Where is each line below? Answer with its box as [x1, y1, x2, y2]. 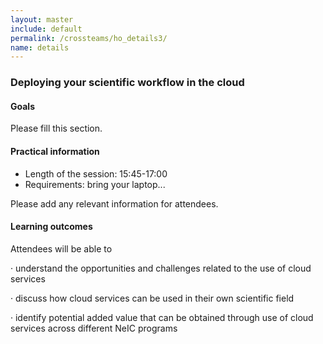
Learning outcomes [10, 221, 93, 233]
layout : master [10, 14, 74, 25]
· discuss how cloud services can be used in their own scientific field [10, 292, 295, 304]
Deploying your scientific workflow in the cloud [10, 76, 245, 90]
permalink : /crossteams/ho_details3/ [10, 33, 168, 43]
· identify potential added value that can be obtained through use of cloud [10, 311, 314, 323]
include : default [10, 24, 83, 34]
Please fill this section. [10, 122, 103, 135]
